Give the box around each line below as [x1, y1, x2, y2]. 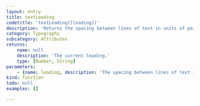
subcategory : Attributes [6, 36, 68, 42]
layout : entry [6, 8, 42, 15]
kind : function [6, 75, 44, 81]
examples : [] [6, 86, 39, 92]
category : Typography [6, 31, 60, 37]
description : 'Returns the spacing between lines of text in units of [6, 25, 185, 31]
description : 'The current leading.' [17, 53, 111, 59]
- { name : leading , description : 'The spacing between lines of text [17, 69, 190, 75]
